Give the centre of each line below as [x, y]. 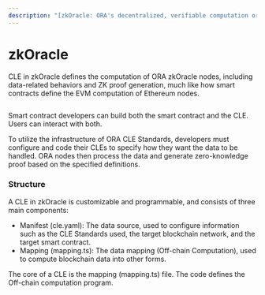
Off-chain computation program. [61, 282]
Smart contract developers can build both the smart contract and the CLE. [129, 115]
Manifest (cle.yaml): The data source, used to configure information [129, 225]
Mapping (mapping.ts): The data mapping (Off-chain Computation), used [138, 250]
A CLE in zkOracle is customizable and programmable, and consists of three [132, 201]
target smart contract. [55, 242]
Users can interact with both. [55, 124]
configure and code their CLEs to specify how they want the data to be [123, 147]
